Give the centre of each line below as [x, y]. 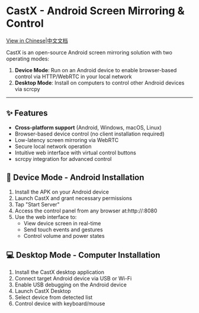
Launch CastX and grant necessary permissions [73, 198]
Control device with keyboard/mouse [60, 304]
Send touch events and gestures [63, 230]
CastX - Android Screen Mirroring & [95, 11]
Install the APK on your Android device [62, 192]
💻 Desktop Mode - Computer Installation [83, 255]
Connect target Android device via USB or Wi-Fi [73, 279]
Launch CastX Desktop [43, 291]
